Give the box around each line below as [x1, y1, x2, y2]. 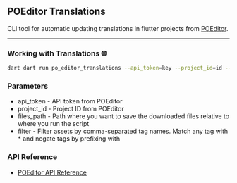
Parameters [7, 81, 48, 91]
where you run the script [17, 120, 90, 128]
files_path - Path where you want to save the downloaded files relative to [17, 112, 230, 120]
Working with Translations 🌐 [7, 49, 107, 58]
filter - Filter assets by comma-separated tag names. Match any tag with [17, 127, 229, 136]
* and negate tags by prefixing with [17, 134, 121, 143]
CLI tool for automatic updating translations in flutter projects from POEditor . [7, 24, 229, 32]
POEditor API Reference [17, 168, 87, 177]
